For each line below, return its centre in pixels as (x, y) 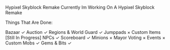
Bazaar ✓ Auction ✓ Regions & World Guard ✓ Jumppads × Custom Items (83, 32)
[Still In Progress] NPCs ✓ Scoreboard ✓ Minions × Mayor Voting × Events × (85, 38)
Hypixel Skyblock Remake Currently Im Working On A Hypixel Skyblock (80, 7)
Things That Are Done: (29, 22)
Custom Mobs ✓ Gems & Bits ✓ (39, 43)
